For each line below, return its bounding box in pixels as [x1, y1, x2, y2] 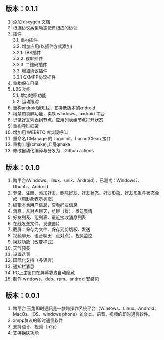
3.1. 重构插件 [12, 37, 38, 43]
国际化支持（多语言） [12, 257, 56, 263]
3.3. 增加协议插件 [12, 68, 48, 74]
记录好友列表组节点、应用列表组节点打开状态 [12, 117, 104, 123]
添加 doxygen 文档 [12, 19, 51, 25]
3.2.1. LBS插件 [12, 49, 41, 55]
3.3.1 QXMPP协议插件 [12, 74, 56, 80]
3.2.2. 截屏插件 [12, 56, 43, 61]
